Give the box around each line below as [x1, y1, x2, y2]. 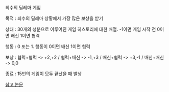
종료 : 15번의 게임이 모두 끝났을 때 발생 [5, 71, 82, 77]
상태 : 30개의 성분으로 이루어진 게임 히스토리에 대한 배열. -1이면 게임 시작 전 [5, 26, 156, 32]
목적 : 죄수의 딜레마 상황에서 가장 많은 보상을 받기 [5, 15, 104, 21]
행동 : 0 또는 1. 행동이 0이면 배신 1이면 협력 [5, 43, 90, 50]
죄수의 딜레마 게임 [5, 5, 41, 10]
